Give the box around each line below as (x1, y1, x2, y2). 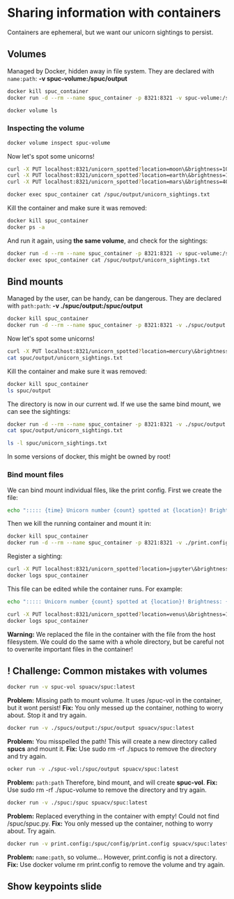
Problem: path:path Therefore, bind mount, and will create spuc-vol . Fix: (7, 778, 218, 786)
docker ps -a (7, 224, 45, 231)
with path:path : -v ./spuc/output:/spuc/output (7, 302, 143, 310)
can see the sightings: (7, 407, 71, 415)
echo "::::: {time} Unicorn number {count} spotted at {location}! (7, 507, 208, 514)
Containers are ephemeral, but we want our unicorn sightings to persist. (7, 28, 214, 36)
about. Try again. (7, 826, 56, 835)
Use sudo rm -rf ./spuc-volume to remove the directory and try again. (7, 785, 207, 794)
